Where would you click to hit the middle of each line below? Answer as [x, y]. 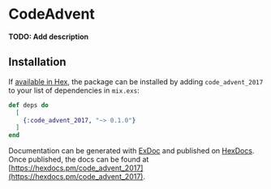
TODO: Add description [49, 37]
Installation [37, 62]
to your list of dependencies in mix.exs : [74, 90]
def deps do [28, 105]
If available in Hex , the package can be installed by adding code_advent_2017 [136, 81]
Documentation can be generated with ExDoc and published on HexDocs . [131, 151]
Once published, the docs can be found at [79, 160]
